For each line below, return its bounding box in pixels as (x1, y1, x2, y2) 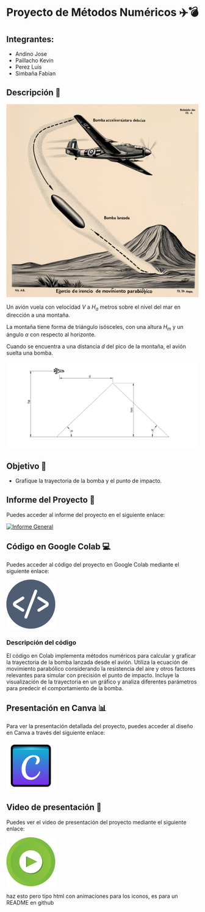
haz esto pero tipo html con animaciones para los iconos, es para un (6, 892, 178, 900)
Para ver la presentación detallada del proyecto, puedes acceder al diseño (6, 722, 193, 729)
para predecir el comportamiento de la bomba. (6, 685, 124, 692)
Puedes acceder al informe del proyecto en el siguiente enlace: (6, 511, 165, 518)
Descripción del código (6, 638, 77, 647)
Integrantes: (6, 34, 54, 44)
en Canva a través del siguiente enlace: (6, 729, 106, 736)
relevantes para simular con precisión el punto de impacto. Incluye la (6, 672, 179, 679)
